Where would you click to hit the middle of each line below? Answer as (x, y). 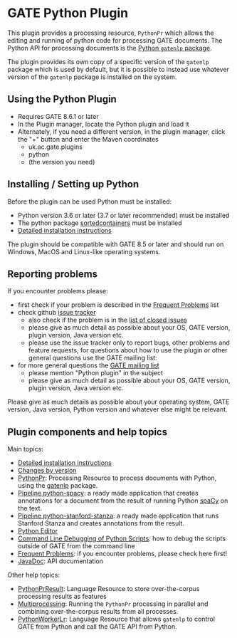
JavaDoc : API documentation (60, 561)
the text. (30, 508)
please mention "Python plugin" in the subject (96, 373)
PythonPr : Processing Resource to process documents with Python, (117, 478)
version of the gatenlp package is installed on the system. (92, 77)
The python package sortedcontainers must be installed (100, 223)
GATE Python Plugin (68, 13)
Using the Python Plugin (62, 99)
